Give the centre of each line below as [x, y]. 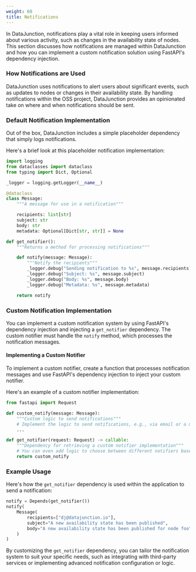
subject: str [32, 220]
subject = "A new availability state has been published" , [97, 523]
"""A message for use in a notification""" [70, 204]
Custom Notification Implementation [59, 310]
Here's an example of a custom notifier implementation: [73, 392]
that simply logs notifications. [41, 139]
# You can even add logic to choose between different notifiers [98, 451]
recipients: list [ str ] [44, 215]
